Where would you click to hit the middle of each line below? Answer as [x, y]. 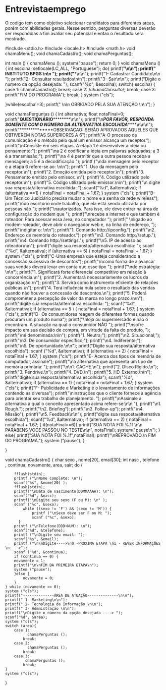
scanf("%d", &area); [27, 617]
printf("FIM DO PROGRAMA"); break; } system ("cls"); [60, 95]
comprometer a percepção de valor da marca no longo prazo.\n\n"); [75, 298]
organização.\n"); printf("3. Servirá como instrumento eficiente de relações [82, 282]
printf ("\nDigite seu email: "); [50, 535]
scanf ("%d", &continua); [41, 552]
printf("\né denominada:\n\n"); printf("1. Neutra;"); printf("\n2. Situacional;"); [83, 335]
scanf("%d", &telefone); [40, 530]
